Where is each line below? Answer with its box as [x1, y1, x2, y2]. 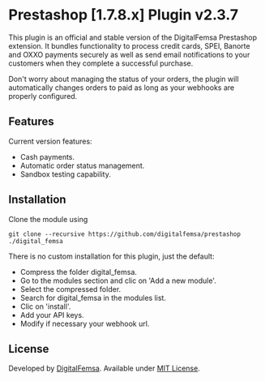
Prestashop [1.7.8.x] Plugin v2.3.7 [8, 6, 239, 24]
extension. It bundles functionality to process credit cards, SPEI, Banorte [8, 41, 250, 50]
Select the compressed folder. [19, 284, 122, 293]
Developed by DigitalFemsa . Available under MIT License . [8, 363, 200, 374]
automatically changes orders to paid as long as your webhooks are [8, 83, 235, 92]
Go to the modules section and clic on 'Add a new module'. [19, 276, 216, 285]
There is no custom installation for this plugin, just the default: [8, 251, 215, 261]
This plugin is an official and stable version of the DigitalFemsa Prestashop [8, 32, 258, 42]
